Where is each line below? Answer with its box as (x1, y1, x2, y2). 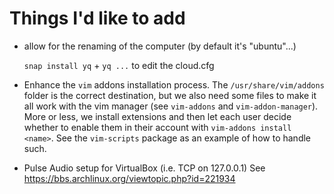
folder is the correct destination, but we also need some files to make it (23, 89, 317, 101)
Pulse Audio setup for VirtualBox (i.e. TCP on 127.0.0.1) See (23, 162, 266, 174)
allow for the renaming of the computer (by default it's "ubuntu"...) (23, 40, 297, 52)
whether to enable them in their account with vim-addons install (23, 121, 292, 133)
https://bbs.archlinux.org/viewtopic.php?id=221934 (23, 172, 236, 184)
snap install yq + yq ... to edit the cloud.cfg (23, 59, 215, 71)
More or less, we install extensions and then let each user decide (23, 110, 292, 122)
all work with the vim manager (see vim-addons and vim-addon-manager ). (23, 100, 319, 112)
